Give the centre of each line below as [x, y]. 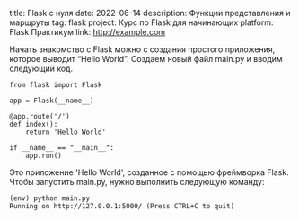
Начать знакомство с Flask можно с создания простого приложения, [142, 49]
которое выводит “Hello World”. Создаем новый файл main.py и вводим [146, 59]
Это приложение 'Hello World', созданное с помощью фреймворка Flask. [149, 172]
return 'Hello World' [66, 132]
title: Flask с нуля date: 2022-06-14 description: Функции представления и [150, 13]
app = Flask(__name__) [52, 101]
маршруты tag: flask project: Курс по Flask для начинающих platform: [141, 22]
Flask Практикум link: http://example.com [88, 32]
